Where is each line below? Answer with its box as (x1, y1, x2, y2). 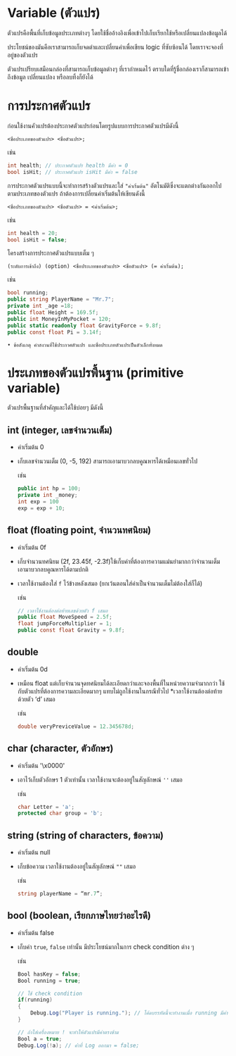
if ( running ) (17, 996, 53, 1004)
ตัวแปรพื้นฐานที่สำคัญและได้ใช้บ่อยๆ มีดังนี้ (7, 403, 104, 412)
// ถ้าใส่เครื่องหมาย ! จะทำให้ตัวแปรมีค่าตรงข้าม (17, 1029, 119, 1036)
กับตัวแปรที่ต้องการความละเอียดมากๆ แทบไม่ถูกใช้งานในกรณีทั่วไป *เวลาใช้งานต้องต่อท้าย (17, 686, 223, 695)
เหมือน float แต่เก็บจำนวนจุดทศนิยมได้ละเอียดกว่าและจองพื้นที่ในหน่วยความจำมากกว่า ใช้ (17, 679, 225, 687)
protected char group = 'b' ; (17, 810, 103, 817)
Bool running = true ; (17, 977, 81, 984)
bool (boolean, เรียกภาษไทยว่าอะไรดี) (7, 910, 151, 922)
